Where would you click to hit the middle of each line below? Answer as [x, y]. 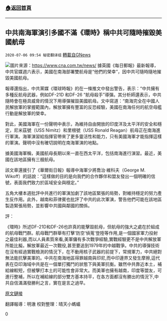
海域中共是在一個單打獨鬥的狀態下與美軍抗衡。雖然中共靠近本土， [90, 264]
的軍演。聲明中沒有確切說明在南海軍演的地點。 [53, 143]
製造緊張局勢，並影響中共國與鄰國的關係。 [49, 206]
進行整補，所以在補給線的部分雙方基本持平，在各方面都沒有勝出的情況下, [80, 277]
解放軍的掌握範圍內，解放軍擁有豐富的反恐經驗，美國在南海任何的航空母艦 [85, 107]
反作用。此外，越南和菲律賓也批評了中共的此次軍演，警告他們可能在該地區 [85, 199]
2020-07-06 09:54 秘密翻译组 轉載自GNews [48, 55]
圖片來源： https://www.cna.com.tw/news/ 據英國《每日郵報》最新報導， [84, 65]
